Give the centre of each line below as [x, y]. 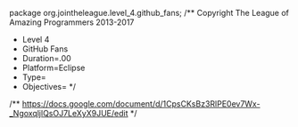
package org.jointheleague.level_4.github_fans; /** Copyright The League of [149, 13]
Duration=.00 [46, 58]
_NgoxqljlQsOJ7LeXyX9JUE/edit [69, 113]
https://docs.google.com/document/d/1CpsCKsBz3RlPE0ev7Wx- [141, 104]
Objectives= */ [49, 87]
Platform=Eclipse [54, 67]
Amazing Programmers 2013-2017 [72, 22]
